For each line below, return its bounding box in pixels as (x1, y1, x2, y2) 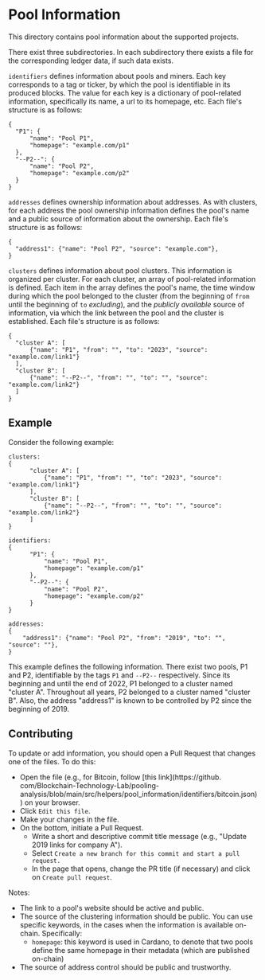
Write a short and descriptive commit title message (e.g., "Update (31, 831, 247, 841)
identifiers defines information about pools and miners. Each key (8, 71, 227, 80)
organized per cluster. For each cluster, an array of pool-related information (8, 274, 256, 283)
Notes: (8, 888, 30, 897)
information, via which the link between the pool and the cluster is (8, 308, 224, 318)
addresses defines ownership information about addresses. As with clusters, (8, 197, 258, 206)
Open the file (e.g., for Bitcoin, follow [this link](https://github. (19, 772, 221, 782)
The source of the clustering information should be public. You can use (19, 912, 253, 921)
